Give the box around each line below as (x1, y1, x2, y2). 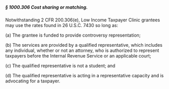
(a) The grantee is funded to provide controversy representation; (5, 32, 141, 38)
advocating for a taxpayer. (5, 78, 61, 84)
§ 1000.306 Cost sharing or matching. (5, 4, 88, 10)
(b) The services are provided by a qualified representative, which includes (5, 42, 163, 48)
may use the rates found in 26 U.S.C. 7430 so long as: (5, 22, 119, 28)
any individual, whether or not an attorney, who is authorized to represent (5, 47, 159, 53)
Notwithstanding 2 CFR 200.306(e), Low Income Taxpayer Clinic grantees (5, 17, 160, 23)
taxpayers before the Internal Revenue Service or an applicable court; (5, 52, 152, 58)
